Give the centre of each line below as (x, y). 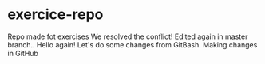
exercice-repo (55, 15)
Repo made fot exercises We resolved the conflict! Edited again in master (128, 36)
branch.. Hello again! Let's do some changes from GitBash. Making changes (132, 44)
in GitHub (23, 53)
